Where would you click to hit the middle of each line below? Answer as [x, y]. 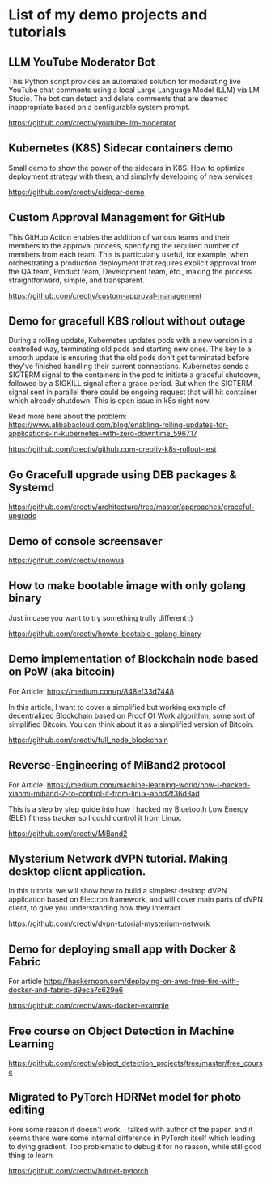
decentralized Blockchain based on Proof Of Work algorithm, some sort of [132, 715]
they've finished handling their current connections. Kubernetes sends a [129, 367]
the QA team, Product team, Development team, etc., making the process [130, 271]
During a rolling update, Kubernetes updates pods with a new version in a [131, 341]
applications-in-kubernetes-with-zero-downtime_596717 [103, 434]
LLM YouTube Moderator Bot [82, 62]
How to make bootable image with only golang [127, 586]
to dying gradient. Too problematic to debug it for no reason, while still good [135, 1146]
